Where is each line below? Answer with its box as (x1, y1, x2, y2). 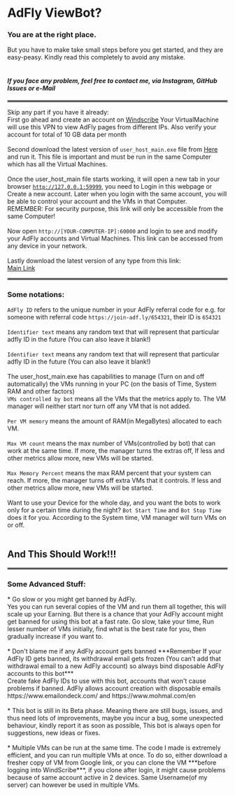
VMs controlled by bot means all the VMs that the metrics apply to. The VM (7, 394, 226, 403)
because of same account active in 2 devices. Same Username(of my (7, 774, 208, 782)
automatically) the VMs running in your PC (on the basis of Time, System (7, 379, 217, 388)
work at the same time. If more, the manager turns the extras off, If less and (7, 446, 225, 455)
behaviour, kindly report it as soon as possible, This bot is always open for (7, 721, 221, 730)
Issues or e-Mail (7, 84, 56, 92)
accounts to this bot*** (7, 670, 74, 678)
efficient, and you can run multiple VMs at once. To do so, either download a (7, 751, 227, 760)
